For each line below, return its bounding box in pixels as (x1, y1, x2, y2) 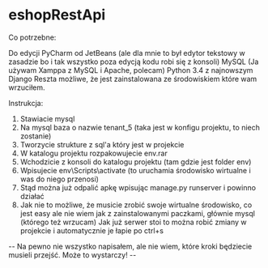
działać (19, 191, 45, 201)
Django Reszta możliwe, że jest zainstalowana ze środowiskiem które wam (8, 74, 257, 83)
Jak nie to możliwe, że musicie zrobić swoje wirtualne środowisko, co (19, 200, 253, 210)
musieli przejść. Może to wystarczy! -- (8, 249, 137, 260)
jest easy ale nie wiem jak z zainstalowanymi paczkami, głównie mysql (19, 208, 255, 218)
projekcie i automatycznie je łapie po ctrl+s (19, 225, 164, 236)
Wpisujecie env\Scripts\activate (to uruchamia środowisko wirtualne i (19, 165, 251, 175)
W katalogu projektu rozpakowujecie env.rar (19, 148, 168, 158)
